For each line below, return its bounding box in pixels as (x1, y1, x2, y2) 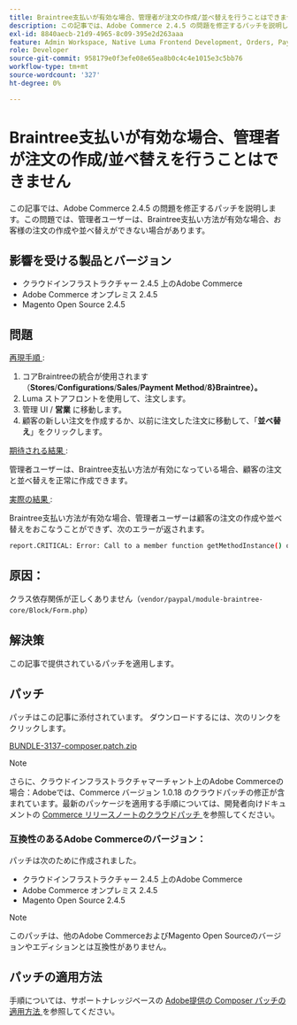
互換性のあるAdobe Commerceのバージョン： (9, 833, 206, 845)
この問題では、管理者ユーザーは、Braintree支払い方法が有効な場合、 (23, 213, 274, 224)
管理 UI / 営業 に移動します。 (21, 405, 126, 415)
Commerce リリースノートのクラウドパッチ (42, 809, 201, 820)
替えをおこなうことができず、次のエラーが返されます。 (9, 524, 209, 535)
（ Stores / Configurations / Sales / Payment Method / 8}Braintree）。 (21, 382, 263, 393)
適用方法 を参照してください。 (9, 1006, 120, 1016)
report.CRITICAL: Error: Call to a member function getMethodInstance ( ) (9, 542, 283, 551)
